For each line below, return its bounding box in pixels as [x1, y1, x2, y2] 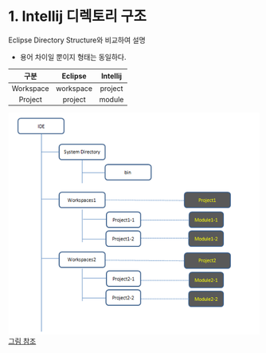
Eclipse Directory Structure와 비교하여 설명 [8, 35, 146, 45]
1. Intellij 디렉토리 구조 [8, 7, 147, 26]
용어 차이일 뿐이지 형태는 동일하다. [19, 52, 127, 61]
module [99, 94, 124, 104]
